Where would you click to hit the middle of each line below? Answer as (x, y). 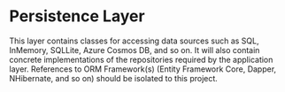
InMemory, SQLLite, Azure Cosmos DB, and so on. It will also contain (135, 50)
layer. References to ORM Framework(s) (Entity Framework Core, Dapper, (143, 69)
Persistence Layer (77, 16)
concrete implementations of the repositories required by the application (141, 59)
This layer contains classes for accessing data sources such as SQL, (134, 41)
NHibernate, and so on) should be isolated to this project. (114, 78)
